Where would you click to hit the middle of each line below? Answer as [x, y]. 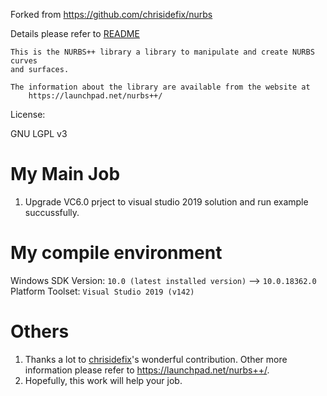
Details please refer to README [75, 33]
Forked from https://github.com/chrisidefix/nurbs [111, 14]
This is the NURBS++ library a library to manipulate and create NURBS [162, 52]
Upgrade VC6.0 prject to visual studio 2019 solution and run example [166, 201]
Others [40, 331]
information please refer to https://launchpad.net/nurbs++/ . [147, 370]
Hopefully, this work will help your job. [103, 380]
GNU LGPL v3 [39, 133]
